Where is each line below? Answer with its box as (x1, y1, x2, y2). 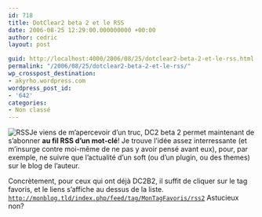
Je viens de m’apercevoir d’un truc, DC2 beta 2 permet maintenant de (28, 127, 255, 138)
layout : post (8, 41, 51, 49)
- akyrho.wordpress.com (8, 76, 86, 85)
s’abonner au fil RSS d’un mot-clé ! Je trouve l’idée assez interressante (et (8, 136, 247, 145)
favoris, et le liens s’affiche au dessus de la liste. (8, 185, 165, 194)
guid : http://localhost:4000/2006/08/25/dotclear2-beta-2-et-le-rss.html (8, 55, 255, 63)
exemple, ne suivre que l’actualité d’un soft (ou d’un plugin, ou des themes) (8, 153, 251, 162)
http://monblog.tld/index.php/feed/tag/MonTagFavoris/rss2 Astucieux (8, 193, 239, 203)
